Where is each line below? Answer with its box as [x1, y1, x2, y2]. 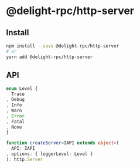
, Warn [6, 107, 22, 113]
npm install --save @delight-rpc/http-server [6, 43, 119, 49]
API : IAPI [11, 146, 35, 152]
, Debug [6, 97, 25, 103]
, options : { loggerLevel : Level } [6, 151, 93, 157]
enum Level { [6, 86, 38, 92]
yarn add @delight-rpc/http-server [6, 54, 93, 60]
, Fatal [6, 119, 25, 125]
